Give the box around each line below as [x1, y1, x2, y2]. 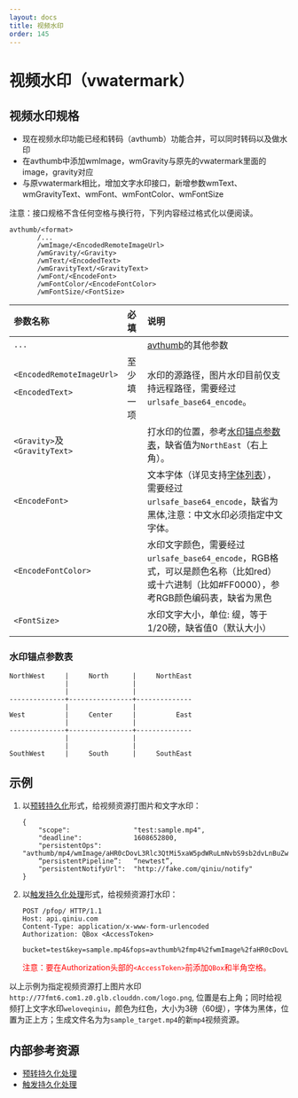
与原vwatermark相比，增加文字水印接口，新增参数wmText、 [21, 178, 242, 189]
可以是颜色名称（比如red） [164, 565, 277, 577]
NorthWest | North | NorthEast [9, 671, 192, 680]
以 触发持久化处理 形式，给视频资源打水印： [21, 889, 178, 900]
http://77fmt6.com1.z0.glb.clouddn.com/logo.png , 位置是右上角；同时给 [9, 992, 275, 1003]
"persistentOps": [38, 842, 102, 851]
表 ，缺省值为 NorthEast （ [146, 439, 251, 451]
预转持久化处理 [21, 1068, 77, 1078]
